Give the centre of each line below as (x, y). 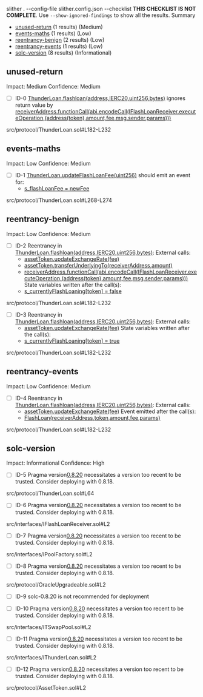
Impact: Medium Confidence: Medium (54, 86)
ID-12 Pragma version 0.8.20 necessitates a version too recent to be (99, 669)
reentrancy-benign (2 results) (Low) (60, 40)
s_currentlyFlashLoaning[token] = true (72, 341)
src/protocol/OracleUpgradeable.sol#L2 (56, 584)
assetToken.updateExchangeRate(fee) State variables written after (107, 328)
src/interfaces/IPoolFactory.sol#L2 (49, 554)
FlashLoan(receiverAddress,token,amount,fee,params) (92, 417)
